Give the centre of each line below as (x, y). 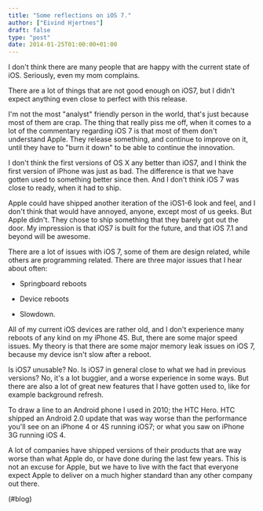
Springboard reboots (53, 284)
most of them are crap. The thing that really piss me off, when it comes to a (130, 123)
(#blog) (20, 499)
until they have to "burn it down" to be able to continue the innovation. (122, 148)
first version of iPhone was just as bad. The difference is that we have (121, 171)
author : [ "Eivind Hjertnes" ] (56, 23)
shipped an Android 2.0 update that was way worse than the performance (128, 418)
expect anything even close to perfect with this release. (98, 99)
